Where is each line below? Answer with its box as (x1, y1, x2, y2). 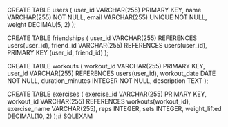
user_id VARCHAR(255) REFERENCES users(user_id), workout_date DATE (7, 69, 216, 77)
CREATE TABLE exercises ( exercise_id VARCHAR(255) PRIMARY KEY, (7, 90, 207, 98)
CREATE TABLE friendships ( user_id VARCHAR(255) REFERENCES (7, 34, 197, 42)
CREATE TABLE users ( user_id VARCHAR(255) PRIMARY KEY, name (7, 6, 202, 14)
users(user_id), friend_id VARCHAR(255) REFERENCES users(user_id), (7, 41, 207, 49)
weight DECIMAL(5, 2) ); (7, 21, 76, 28)
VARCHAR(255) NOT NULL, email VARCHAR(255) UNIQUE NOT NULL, (7, 13, 207, 21)
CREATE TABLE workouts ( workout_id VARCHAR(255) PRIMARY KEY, (7, 62, 205, 70)
